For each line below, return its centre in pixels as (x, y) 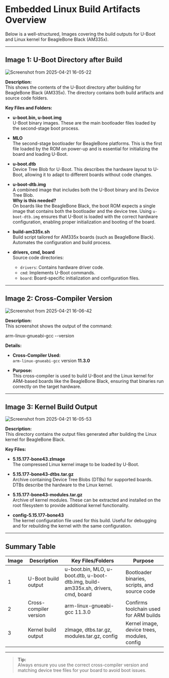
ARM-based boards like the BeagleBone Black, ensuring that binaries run (88, 381)
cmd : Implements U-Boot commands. (58, 272)
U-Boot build (44, 579)
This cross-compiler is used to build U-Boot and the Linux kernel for (83, 376)
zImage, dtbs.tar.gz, (88, 630)
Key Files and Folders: (29, 107)
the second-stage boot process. (46, 128)
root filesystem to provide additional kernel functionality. (71, 505)
